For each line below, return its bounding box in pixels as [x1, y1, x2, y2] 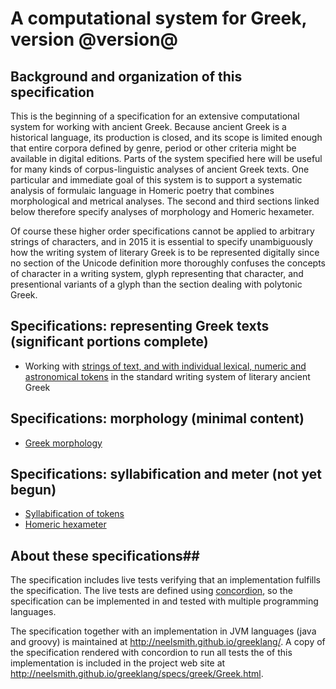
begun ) [10, 482, 57, 499]
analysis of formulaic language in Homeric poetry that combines [10, 185, 275, 196]
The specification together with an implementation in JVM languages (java [10, 625, 317, 637]
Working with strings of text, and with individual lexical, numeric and [24, 360, 307, 372]
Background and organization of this [10, 68, 243, 85]
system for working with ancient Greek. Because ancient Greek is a [10, 121, 287, 132]
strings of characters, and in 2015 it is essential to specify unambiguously [10, 236, 313, 247]
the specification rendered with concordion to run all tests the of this [10, 647, 293, 659]
